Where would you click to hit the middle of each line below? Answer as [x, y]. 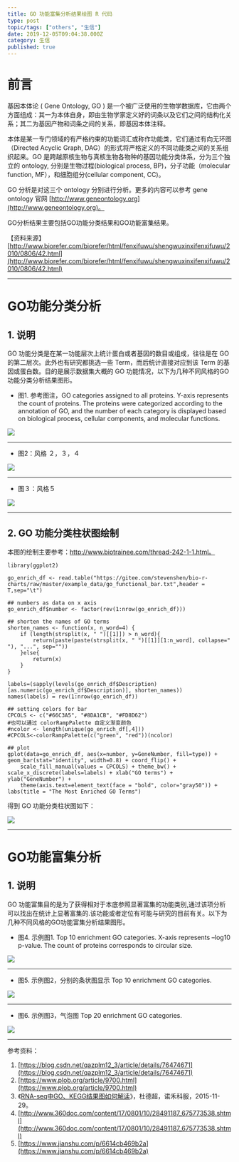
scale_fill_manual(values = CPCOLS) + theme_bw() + [98, 767]
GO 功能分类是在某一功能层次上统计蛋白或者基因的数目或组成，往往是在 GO [118, 353]
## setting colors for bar [47, 709]
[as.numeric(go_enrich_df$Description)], [70, 690]
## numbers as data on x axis [52, 603]
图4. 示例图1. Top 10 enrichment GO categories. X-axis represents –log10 [124, 937]
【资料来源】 [26, 238]
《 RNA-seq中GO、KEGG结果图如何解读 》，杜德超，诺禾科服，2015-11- [119, 1096]
